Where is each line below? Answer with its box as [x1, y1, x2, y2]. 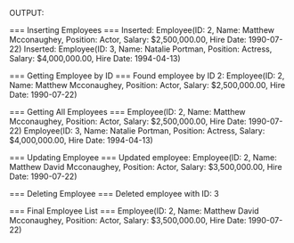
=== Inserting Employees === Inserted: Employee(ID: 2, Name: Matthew [9, 25, 274, 35]
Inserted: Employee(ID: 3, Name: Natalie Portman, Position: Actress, [23, 44, 273, 54]
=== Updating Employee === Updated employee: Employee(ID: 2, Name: [9, 152, 278, 163]
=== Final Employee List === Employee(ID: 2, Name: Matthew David [9, 206, 260, 216]
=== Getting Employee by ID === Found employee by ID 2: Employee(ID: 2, [9, 70, 285, 81]
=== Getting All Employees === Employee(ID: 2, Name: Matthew [9, 107, 247, 117]
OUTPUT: [9, 8, 45, 18]
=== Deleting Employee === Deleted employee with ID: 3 [9, 189, 220, 198]
